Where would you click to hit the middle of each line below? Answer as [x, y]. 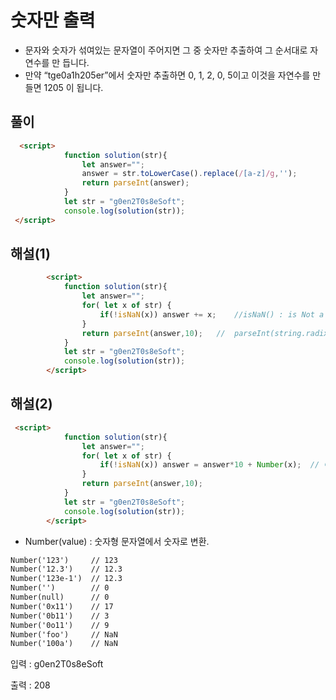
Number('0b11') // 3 [60, 616]
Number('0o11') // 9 [60, 625]
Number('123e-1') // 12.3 [66, 579]
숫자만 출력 [53, 20]
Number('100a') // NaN [64, 644]
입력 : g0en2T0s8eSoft [57, 664]
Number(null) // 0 [60, 597]
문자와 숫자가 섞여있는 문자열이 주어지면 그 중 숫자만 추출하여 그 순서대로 [166, 50]
